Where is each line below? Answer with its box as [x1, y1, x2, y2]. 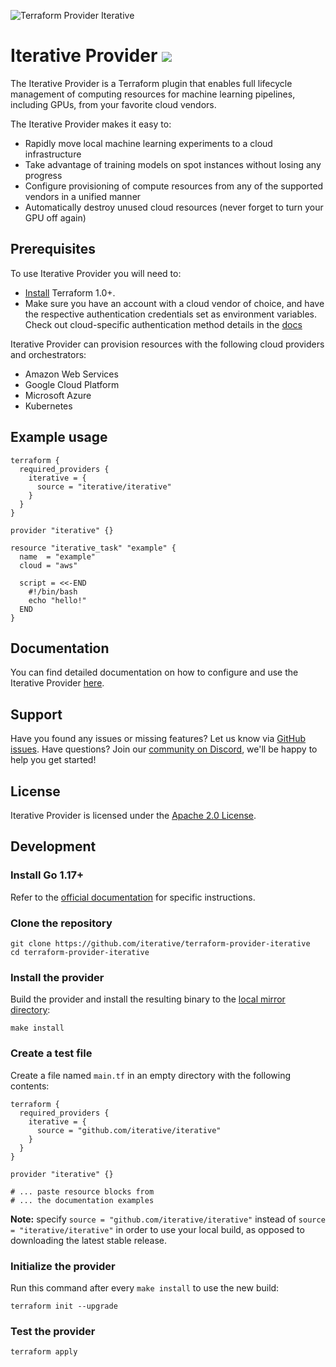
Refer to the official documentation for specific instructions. [10, 891, 256, 903]
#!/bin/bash [28, 586, 78, 597]
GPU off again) [24, 211, 87, 224]
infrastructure [24, 148, 82, 160]
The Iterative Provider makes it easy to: [10, 118, 172, 130]
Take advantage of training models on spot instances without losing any [24, 158, 322, 170]
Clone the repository [10, 916, 113, 930]
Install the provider [10, 970, 105, 984]
